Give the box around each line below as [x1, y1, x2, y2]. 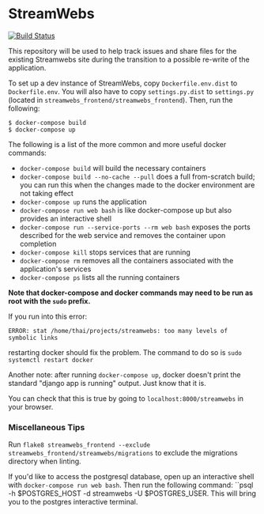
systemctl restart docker [8, 356, 93, 364]
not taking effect [19, 188, 74, 198]
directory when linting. [8, 456, 81, 467]
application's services [19, 264, 92, 274]
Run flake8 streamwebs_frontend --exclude [8, 440, 151, 449]
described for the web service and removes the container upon [19, 230, 226, 240]
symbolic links [8, 334, 58, 342]
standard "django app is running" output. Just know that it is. [8, 378, 207, 387]
